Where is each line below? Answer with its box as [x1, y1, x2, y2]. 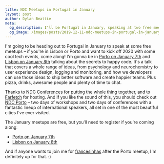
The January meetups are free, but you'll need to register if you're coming [5, 119, 154, 125]
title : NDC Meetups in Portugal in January [5, 7, 95, 12]
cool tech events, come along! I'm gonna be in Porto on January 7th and [5, 54, 150, 59]
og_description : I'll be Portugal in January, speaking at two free [9, 25, 152, 30]
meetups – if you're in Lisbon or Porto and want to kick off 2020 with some [5, 48, 155, 54]
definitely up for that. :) [5, 154, 51, 159]
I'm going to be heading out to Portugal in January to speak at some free [5, 43, 151, 49]
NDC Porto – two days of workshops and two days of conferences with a [5, 100, 152, 105]
